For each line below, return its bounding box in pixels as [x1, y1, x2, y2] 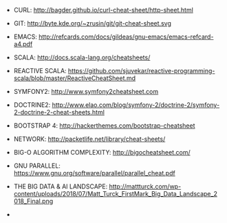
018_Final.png [13, 197, 54, 205]
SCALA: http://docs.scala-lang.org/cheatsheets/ [13, 53, 151, 61]
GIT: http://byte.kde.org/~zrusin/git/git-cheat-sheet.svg [13, 19, 172, 27]
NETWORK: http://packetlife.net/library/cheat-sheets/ [13, 135, 166, 143]
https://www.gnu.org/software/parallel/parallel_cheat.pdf [13, 169, 175, 177]
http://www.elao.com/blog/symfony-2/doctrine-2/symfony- [52, 101, 220, 109]
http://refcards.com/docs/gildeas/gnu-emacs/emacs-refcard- [39, 32, 214, 41]
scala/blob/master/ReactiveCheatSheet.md [13, 74, 136, 82]
